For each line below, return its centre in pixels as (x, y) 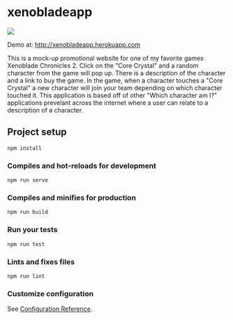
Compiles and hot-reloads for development (82, 166)
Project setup (37, 132)
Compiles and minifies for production (72, 198)
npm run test (26, 244)
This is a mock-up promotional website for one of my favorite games (105, 58)
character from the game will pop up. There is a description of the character (116, 73)
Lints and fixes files (41, 261)
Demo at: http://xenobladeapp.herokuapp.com (74, 44)
